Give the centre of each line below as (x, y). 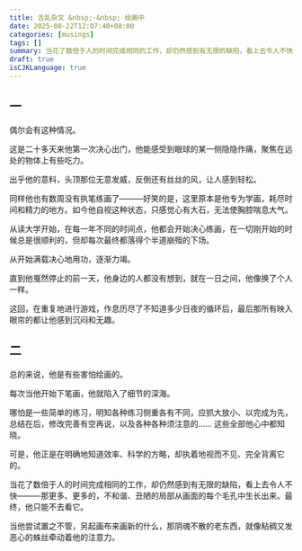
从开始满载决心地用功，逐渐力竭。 (72, 259)
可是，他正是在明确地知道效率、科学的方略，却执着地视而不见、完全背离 (143, 454)
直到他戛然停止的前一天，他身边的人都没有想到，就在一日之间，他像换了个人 (151, 278)
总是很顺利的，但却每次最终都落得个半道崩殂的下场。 (115, 240)
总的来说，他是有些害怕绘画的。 (68, 374)
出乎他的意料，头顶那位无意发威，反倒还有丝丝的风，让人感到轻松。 (135, 179)
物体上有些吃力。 (56, 160)
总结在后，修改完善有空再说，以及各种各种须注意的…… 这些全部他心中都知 (147, 423)
